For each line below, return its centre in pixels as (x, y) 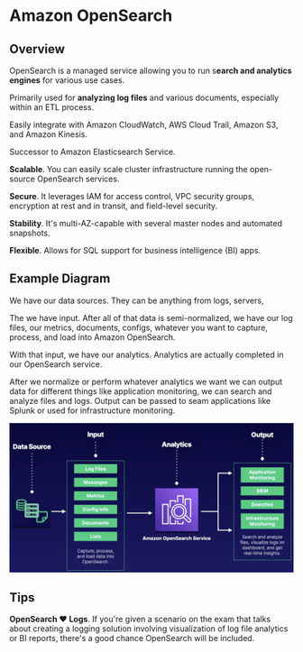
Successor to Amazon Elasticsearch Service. (92, 152)
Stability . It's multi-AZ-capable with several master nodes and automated (146, 223)
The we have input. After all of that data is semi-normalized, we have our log (151, 317)
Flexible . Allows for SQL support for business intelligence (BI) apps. (135, 250)
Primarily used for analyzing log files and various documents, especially (144, 97)
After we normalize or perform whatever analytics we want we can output (146, 381)
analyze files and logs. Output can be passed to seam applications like (140, 400)
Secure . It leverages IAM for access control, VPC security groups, (132, 196)
